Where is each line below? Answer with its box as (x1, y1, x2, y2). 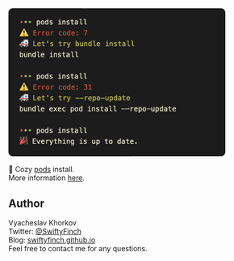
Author (8, 196, 44, 210)
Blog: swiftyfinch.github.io (8, 235, 96, 245)
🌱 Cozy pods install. (8, 165, 75, 175)
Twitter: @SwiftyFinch (8, 226, 82, 237)
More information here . (8, 173, 85, 183)
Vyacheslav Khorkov (8, 218, 77, 228)
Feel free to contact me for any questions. (8, 244, 148, 254)
